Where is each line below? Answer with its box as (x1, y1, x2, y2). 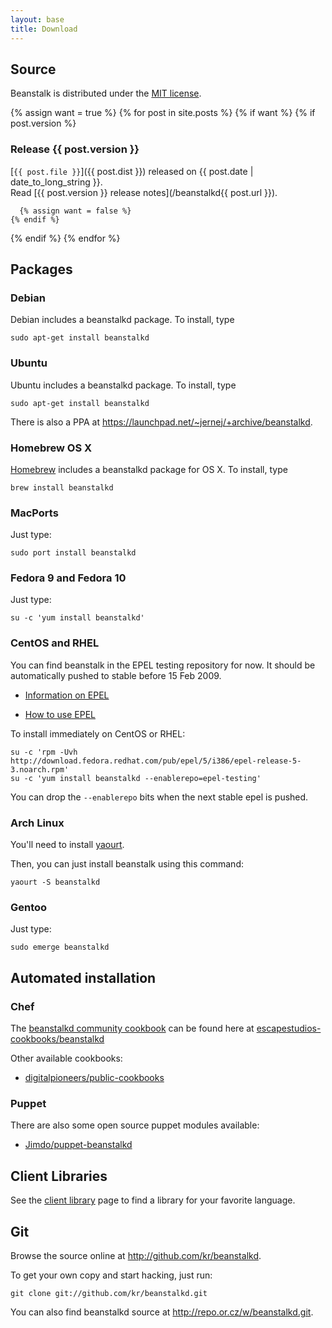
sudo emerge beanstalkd (10, 942, 110, 953)
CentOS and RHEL (10, 636, 100, 650)
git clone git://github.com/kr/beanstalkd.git (10, 1288, 208, 1298)
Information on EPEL (24, 689, 110, 701)
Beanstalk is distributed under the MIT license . (10, 87, 202, 100)
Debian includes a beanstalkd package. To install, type (10, 314, 235, 326)
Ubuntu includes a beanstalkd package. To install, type (10, 379, 237, 391)
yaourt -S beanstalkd (10, 877, 101, 888)
